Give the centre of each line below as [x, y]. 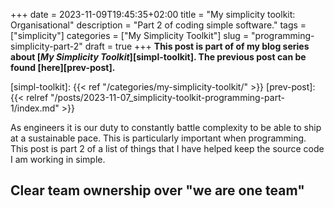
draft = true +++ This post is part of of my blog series [197, 46]
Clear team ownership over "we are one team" [157, 190]
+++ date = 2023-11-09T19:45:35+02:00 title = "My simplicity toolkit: [153, 14]
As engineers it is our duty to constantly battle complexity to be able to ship [166, 127]
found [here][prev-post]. [63, 67]
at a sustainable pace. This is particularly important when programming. [158, 138]
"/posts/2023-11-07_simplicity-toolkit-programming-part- [167, 97]
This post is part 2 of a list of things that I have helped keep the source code [167, 148]
